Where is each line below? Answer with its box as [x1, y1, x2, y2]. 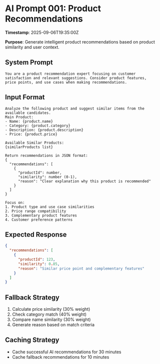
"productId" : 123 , [18, 257, 55, 262]
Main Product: [5, 114, 34, 120]
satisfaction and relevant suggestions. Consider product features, [5, 75, 147, 81]
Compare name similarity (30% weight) [12, 317, 91, 322]
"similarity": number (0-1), [18, 174, 77, 179]
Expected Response [5, 230, 67, 238]
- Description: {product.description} [5, 128, 84, 132]
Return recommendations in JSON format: [5, 153, 89, 158]
